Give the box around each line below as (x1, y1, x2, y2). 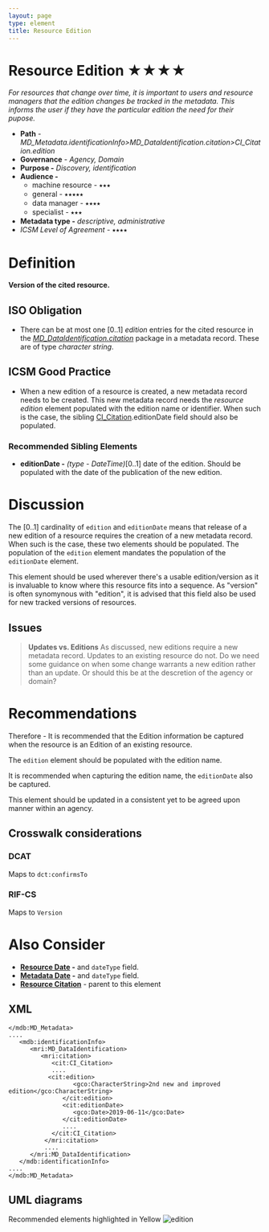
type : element (8, 19, 56, 27)
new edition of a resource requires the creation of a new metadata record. (8, 531, 253, 541)
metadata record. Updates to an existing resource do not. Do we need (27, 650, 259, 660)
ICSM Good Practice (8, 365, 112, 379)
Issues (8, 620, 43, 635)
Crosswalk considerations (8, 827, 142, 841)
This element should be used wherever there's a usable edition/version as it (8, 572, 259, 582)
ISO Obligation (8, 303, 83, 317)
